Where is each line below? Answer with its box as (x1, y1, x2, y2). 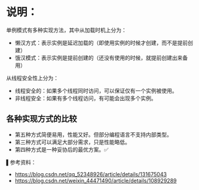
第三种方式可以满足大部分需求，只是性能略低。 (14, 138, 130, 146)
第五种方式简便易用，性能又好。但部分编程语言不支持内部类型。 (14, 131, 172, 138)
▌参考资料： (6, 158, 36, 165)
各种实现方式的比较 (6, 114, 77, 124)
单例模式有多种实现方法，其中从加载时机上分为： (6, 26, 127, 34)
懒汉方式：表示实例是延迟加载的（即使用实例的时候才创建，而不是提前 (14, 39, 188, 46)
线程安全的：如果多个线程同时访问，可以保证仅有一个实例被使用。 (14, 87, 177, 94)
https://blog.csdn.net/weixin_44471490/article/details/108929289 (14, 177, 177, 184)
